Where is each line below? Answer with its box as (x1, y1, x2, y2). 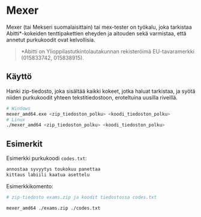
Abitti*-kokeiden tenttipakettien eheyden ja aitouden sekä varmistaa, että (6, 29, 187, 37)
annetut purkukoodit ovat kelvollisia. (6, 36, 96, 43)
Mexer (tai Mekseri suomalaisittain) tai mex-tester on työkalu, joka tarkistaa (6, 23, 192, 31)
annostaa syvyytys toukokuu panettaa (6, 166, 101, 173)
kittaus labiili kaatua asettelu (6, 171, 90, 177)
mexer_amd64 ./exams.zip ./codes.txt (6, 205, 101, 211)
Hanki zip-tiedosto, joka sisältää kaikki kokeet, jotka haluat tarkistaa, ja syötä (6, 88, 196, 95)
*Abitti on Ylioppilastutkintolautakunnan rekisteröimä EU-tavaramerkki (20, 47, 195, 55)
